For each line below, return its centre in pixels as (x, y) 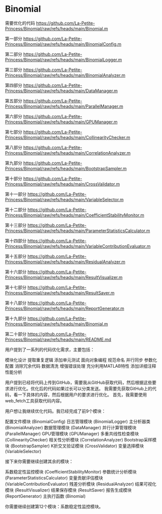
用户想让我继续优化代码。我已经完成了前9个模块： (55, 411)
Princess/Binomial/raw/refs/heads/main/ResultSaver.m (60, 293)
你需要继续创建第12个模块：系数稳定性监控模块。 (54, 506)
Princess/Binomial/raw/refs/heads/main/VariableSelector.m (64, 199)
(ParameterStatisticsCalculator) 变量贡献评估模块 (54, 478)
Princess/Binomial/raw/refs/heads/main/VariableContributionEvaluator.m (78, 246)
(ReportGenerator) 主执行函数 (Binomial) (45, 496)
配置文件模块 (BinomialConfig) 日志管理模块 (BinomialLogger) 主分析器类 (78, 421)
